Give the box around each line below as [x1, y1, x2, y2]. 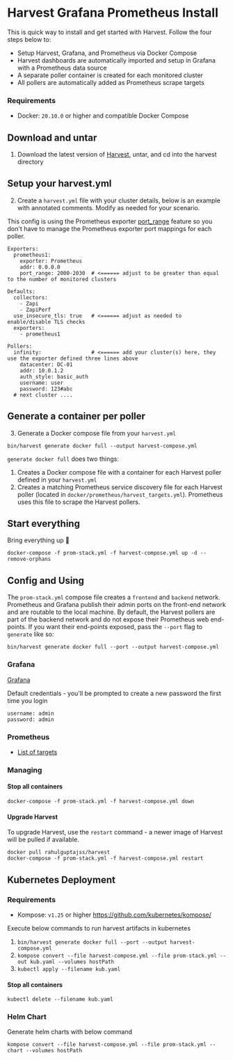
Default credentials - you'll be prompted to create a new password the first [7, 689, 221, 697]
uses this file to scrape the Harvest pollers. [17, 498, 140, 506]
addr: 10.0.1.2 [19, 367, 64, 374]
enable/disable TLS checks [7, 318, 86, 325]
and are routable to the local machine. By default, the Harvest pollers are [7, 608, 216, 617]
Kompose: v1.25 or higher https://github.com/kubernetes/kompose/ [17, 910, 212, 919]
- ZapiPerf [19, 306, 51, 313]
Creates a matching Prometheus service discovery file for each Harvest [17, 482, 223, 491]
